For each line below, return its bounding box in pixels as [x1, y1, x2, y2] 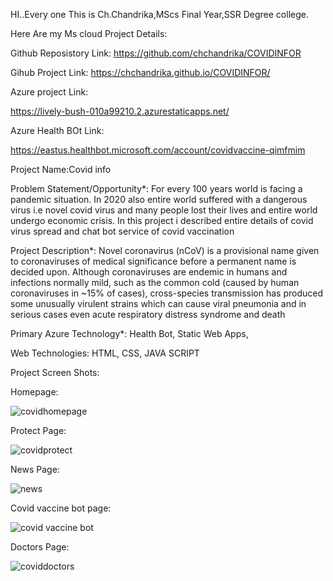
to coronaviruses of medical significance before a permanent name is [10, 255, 297, 267]
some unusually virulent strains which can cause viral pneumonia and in [10, 298, 307, 309]
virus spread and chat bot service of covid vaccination [10, 225, 235, 237]
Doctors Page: [10, 541, 70, 553]
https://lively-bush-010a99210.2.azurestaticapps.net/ [10, 105, 230, 117]
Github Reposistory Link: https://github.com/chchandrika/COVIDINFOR [10, 47, 302, 59]
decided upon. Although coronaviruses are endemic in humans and [10, 266, 288, 278]
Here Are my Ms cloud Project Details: [10, 28, 168, 39]
